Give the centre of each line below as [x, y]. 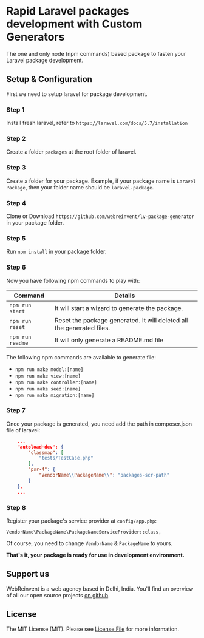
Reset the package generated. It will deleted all [121, 320]
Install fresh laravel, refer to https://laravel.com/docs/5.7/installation [97, 123]
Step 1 [15, 109]
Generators [36, 37]
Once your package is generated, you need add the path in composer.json [99, 424]
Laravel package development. [45, 60]
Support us [28, 574]
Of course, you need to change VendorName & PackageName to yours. [90, 543]
